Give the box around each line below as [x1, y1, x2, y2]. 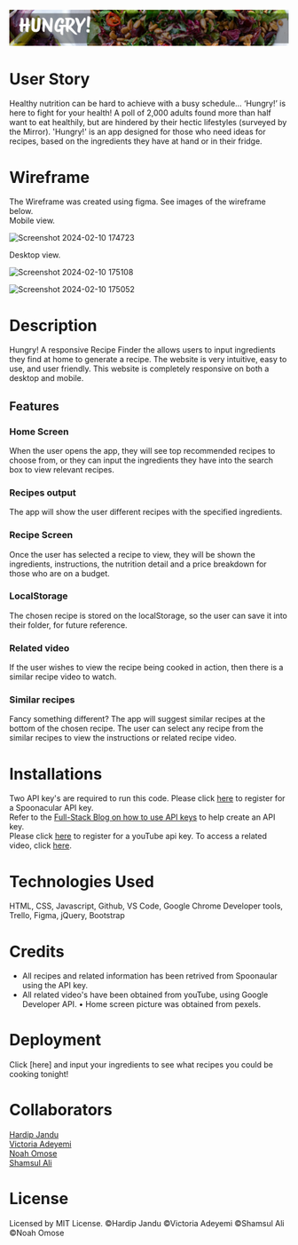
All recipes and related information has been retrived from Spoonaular [21, 971, 278, 981]
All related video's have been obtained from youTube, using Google [21, 989, 269, 1000]
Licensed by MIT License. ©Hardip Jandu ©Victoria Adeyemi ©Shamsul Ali [9, 1218, 285, 1229]
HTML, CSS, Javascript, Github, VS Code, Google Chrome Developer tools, [9, 900, 284, 911]
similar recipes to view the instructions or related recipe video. [9, 733, 237, 743]
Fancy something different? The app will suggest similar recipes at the [9, 714, 266, 725]
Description [9, 315, 98, 336]
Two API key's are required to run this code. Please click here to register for [9, 793, 286, 804]
